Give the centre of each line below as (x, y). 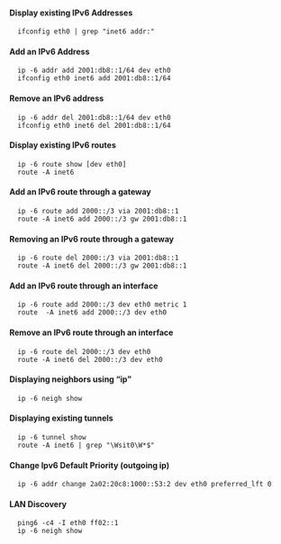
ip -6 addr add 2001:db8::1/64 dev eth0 (94, 71)
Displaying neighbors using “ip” (71, 379)
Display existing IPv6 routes (63, 145)
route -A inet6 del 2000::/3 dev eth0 (91, 359)
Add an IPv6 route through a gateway (80, 192)
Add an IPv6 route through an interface (84, 286)
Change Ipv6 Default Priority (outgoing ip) (90, 465)
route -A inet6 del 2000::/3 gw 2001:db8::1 (102, 266)
